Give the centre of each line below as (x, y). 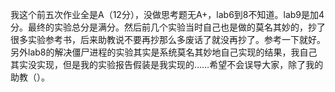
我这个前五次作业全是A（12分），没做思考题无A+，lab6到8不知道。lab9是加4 (167, 14)
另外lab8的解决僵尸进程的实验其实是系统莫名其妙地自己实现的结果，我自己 (164, 52)
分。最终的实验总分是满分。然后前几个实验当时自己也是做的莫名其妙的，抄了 (168, 27)
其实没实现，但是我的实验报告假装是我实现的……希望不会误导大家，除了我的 (167, 64)
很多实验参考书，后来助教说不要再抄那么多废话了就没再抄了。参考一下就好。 (168, 39)
